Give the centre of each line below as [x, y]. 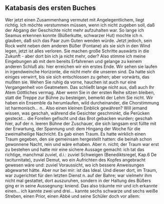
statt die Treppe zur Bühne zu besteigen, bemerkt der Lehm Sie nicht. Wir [79, 98]
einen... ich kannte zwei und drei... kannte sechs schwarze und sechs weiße [82, 191]
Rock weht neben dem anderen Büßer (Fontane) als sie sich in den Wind [78, 45]
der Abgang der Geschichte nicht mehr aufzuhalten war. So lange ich [74, 30]
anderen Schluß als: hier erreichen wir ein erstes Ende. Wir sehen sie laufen [81, 66]
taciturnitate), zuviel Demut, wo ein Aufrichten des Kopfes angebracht [75, 160]
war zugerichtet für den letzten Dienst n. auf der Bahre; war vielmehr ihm [79, 175]
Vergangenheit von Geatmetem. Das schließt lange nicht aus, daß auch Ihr [80, 87]
